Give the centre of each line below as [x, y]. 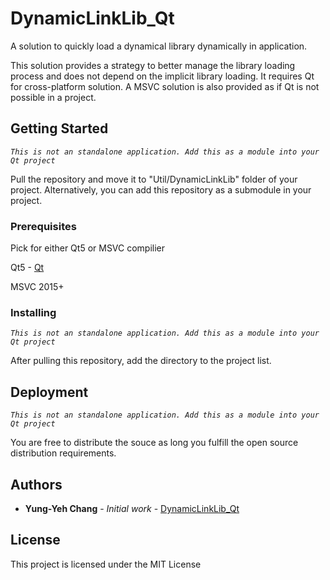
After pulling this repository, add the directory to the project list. [141, 361]
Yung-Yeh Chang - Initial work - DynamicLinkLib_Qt [132, 508]
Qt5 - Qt [27, 268]
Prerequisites [43, 226]
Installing [33, 312]
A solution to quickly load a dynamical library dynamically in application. [159, 46]
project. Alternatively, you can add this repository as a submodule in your [161, 189]
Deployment [49, 392]
